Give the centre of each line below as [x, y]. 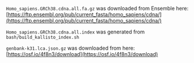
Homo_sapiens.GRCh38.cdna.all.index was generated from [75, 32]
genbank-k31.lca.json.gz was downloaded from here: [70, 48]
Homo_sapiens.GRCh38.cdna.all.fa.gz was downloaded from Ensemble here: [97, 8]
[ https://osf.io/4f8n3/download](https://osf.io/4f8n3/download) [82, 54]
